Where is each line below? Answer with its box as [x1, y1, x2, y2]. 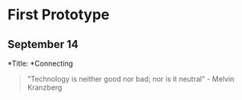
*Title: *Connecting [7, 58, 74, 68]
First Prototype [7, 6, 110, 24]
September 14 [7, 38, 79, 51]
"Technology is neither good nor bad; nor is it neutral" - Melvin [26, 74, 235, 83]
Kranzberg [26, 82, 63, 92]
